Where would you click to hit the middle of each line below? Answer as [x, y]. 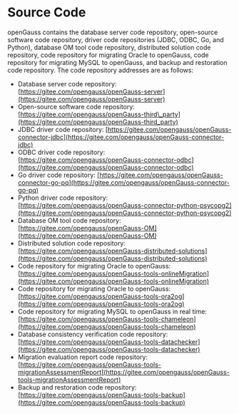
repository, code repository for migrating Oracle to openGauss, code [108, 55]
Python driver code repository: [63, 198]
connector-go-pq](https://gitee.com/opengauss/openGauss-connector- [123, 182]
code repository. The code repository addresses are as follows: [101, 70]
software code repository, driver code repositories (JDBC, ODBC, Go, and [116, 39]
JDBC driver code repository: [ [63, 129]
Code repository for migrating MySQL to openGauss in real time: [112, 311]
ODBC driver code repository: [61, 152]
